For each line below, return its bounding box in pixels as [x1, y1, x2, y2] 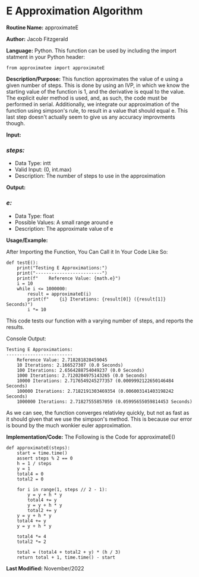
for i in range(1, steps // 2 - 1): [17, 486, 108, 492]
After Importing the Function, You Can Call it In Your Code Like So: [6, 248, 168, 255]
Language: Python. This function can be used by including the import [6, 46, 177, 54]
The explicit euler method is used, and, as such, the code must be [6, 94, 168, 101]
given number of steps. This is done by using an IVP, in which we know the [6, 82, 189, 89]
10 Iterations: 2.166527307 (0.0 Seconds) [17, 362, 124, 368]
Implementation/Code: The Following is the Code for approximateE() [6, 433, 176, 440]
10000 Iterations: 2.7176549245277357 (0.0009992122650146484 [17, 377, 174, 384]
